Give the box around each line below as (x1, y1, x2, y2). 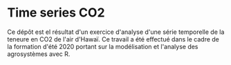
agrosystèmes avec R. (7, 50, 71, 58)
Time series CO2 (7, 5, 105, 21)
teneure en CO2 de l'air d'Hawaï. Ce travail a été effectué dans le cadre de (7, 35, 220, 43)
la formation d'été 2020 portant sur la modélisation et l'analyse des (7, 42, 198, 50)
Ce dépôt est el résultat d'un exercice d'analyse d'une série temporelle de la (7, 28, 225, 36)
